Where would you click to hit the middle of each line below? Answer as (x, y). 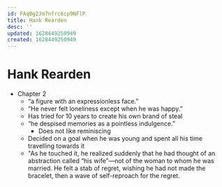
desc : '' (20, 27)
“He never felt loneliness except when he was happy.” (105, 109)
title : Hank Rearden (37, 20)
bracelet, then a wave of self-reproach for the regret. (104, 176)
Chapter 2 (32, 94)
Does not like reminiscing (74, 131)
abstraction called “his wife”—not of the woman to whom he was (121, 161)
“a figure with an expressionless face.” (83, 102)
